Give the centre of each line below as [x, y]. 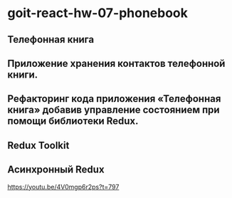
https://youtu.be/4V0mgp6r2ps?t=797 [63, 187]
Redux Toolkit [38, 145]
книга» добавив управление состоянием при [114, 110]
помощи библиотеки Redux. [73, 121]
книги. [23, 74]
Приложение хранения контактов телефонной [116, 63]
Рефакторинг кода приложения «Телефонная [114, 99]
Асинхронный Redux [56, 170]
